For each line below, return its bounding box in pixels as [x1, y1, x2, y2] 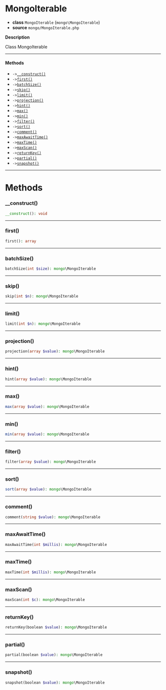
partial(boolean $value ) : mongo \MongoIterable [5, 652, 103, 657]
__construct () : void [5, 211, 48, 216]
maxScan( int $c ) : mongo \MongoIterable [5, 597, 85, 602]
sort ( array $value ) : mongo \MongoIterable [5, 487, 92, 492]
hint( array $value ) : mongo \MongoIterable [5, 377, 92, 382]
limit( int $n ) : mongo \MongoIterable [5, 321, 81, 327]
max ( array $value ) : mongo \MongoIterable [5, 404, 90, 409]
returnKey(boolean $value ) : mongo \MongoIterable [5, 625, 107, 630]
